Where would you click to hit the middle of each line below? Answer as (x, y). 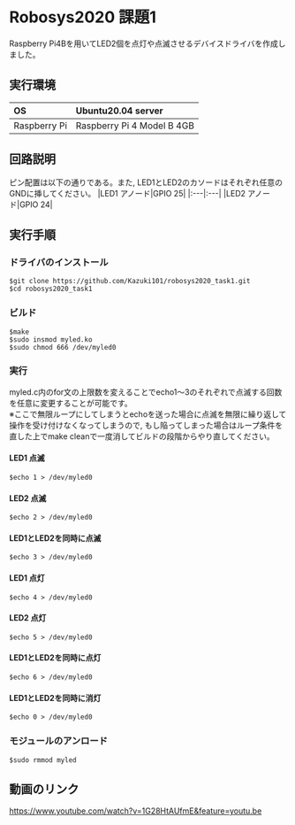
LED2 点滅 (28, 498)
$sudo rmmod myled (43, 760)
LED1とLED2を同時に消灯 (55, 698)
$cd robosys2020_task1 (51, 289)
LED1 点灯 (27, 578)
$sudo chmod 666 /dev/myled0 (63, 347)
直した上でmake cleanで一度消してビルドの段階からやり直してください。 (142, 436)
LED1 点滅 (27, 458)
